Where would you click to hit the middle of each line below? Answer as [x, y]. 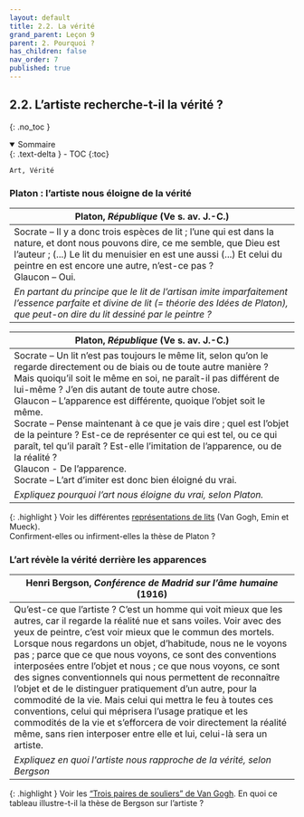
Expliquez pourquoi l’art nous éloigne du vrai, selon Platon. [139, 494]
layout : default [40, 18]
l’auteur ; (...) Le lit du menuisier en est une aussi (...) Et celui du [148, 254]
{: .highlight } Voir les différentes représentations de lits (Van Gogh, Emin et [149, 517]
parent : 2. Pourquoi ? [52, 43]
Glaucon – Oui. [45, 277]
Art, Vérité [32, 170]
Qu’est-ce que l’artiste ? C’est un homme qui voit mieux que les [148, 610]
